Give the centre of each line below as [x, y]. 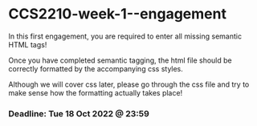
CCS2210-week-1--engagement [118, 14]
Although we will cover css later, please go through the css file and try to [129, 84]
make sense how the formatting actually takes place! [96, 92]
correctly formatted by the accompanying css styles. [96, 68]
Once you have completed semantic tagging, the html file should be [120, 60]
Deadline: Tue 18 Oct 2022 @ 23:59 [79, 113]
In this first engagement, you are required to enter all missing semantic [125, 36]
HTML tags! [28, 44]
